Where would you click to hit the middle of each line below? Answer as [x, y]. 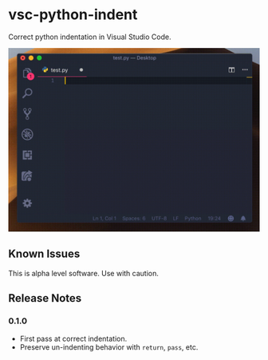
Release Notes [45, 298]
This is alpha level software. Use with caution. [84, 273]
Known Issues [44, 254]
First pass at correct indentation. [73, 338]
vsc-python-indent [73, 15]
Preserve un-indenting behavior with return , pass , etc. [109, 347]
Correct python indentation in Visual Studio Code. [90, 37]
